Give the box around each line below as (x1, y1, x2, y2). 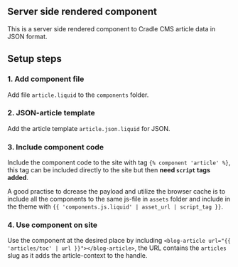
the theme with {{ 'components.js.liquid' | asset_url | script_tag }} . (7, 202, 224, 211)
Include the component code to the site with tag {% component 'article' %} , (7, 158, 231, 167)
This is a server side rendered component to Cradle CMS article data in (7, 24, 216, 33)
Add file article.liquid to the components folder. (7, 90, 149, 99)
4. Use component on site (7, 220, 98, 230)
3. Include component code (7, 142, 104, 152)
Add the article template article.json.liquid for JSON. (7, 124, 171, 132)
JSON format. (7, 32, 48, 41)
